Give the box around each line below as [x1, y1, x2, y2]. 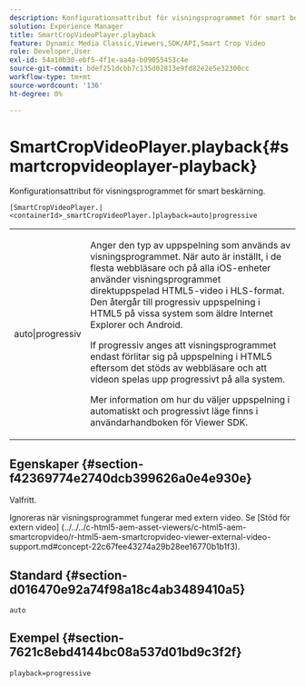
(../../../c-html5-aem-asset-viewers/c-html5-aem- [61, 522, 247, 533]
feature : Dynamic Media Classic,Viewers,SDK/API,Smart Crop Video [9, 38, 266, 48]
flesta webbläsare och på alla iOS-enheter [90, 262, 271, 274]
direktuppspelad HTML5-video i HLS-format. [90, 284, 285, 297]
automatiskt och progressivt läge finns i [90, 405, 259, 418]
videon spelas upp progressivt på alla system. [90, 373, 286, 386]
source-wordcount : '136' [9, 81, 103, 90]
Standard [9, 567, 64, 582]
